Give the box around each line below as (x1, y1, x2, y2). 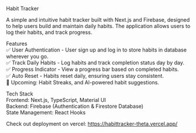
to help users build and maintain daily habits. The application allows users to (6, 23, 191, 29)
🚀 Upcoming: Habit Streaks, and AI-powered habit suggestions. (6, 79, 160, 86)
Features (6, 40, 28, 47)
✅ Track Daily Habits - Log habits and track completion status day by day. (6, 59, 185, 66)
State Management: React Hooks (6, 109, 86, 116)
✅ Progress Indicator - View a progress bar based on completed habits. (6, 66, 179, 73)
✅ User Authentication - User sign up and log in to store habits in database (6, 46, 187, 53)
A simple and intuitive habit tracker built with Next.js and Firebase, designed (6, 16, 190, 23)
